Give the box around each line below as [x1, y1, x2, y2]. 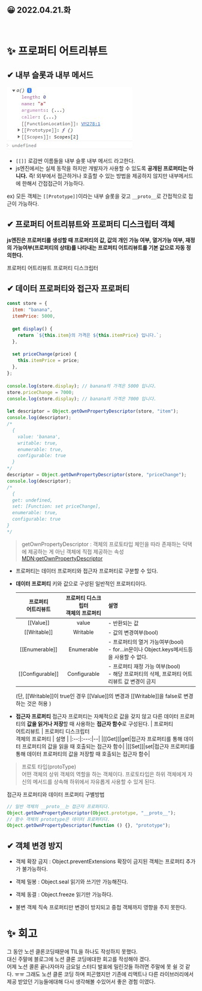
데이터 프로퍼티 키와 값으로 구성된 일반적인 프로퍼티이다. [15, 580, 147, 587]
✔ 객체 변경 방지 [7, 841, 63, 851]
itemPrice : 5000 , [12, 313, 56, 319]
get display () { [12, 326, 53, 332]
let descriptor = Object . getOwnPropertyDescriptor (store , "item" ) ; [7, 408, 179, 414]
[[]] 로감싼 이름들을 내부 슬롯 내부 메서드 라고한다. [15, 157, 135, 164]
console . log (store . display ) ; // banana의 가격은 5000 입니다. [7, 383, 156, 389]
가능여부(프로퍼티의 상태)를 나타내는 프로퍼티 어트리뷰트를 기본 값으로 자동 [13, 244, 185, 251]
